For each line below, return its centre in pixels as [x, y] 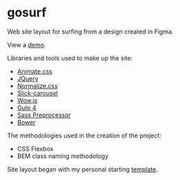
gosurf [27, 13]
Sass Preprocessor [44, 115]
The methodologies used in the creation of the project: [84, 136]
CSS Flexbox [35, 149]
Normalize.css [37, 86]
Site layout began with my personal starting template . [82, 169]
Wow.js [27, 100]
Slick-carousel [37, 93]
